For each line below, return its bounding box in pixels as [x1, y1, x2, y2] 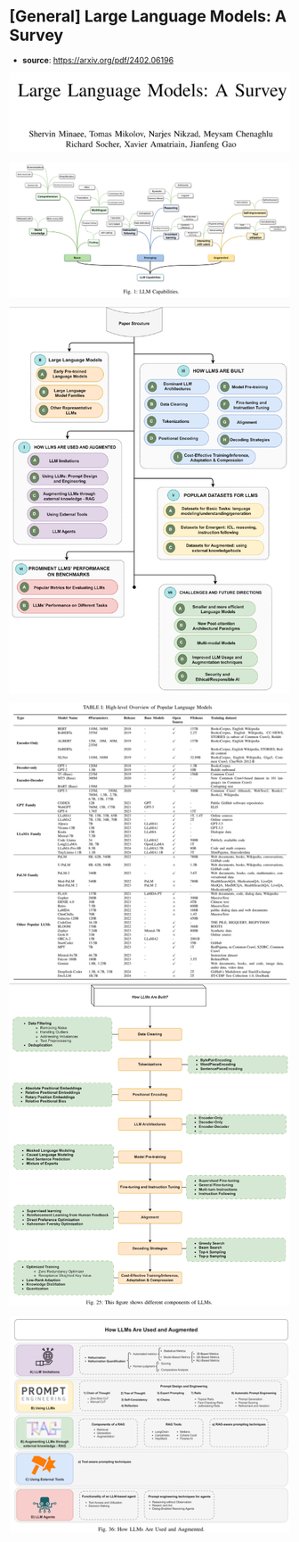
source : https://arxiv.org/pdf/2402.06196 [21, 54, 174, 65]
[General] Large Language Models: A [9, 6, 287, 27]
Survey [9, 25, 64, 46]
